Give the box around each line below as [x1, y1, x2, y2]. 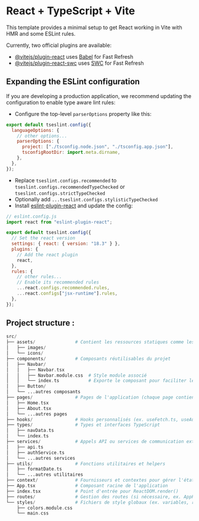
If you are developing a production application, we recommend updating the [6, 92, 191, 99]
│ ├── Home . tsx [6, 400, 49, 406]
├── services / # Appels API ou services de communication [6, 438, 184, 445]
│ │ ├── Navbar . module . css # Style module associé [6, 372, 147, 378]
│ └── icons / [6, 351, 44, 356]
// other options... [17, 132, 68, 139]
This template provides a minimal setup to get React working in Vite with [6, 24, 182, 31]
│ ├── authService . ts [6, 450, 65, 456]
